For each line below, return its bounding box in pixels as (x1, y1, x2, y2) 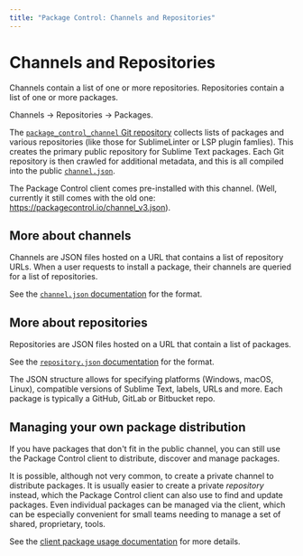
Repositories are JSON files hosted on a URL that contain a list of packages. (9, 339, 291, 350)
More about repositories (9, 315, 149, 330)
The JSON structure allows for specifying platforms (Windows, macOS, (9, 374, 274, 385)
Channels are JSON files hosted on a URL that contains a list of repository (9, 252, 284, 263)
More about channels (9, 228, 132, 243)
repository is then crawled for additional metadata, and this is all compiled (9, 155, 284, 166)
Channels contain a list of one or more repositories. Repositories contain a (9, 82, 285, 93)
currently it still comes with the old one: (9, 192, 156, 203)
